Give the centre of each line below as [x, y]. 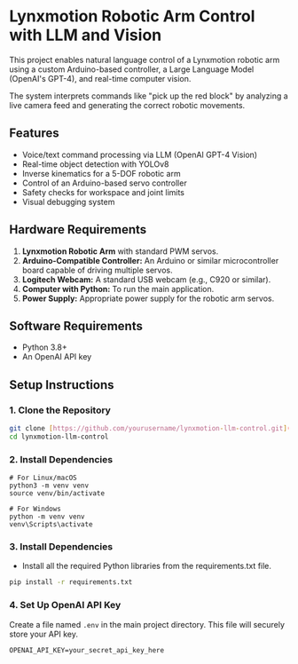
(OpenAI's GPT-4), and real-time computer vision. [100, 78]
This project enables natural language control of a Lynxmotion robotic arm [145, 59]
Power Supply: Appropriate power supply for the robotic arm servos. [148, 298]
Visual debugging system [68, 202]
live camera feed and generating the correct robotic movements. [127, 105]
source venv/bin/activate [57, 494]
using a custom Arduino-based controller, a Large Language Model [132, 69]
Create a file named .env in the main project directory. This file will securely [147, 624]
